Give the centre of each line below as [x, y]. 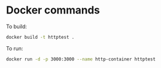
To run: [15, 48]
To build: [17, 26]
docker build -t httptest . [40, 37]
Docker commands [53, 10]
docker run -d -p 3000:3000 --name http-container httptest [81, 59]
